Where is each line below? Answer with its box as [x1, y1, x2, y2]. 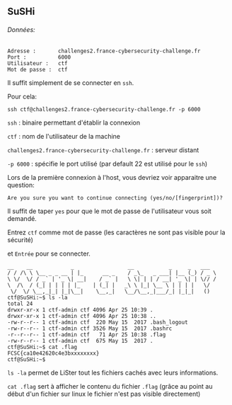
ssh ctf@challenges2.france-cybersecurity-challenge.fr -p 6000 [7, 105, 201, 113]
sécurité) [7, 235, 34, 244]
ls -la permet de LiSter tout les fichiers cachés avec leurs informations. [7, 368, 219, 377]
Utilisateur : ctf [7, 59, 69, 67]
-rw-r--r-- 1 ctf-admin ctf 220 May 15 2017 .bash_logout [7, 319, 189, 326]
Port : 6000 [7, 53, 71, 61]
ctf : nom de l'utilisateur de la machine [7, 132, 120, 140]
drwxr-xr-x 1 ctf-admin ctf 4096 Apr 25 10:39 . [7, 306, 153, 314]
